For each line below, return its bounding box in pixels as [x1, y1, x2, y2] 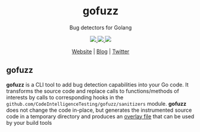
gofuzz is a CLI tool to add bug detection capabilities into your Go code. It [6, 81, 189, 88]
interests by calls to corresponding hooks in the [6, 94, 124, 101]
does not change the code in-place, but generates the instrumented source [6, 106, 192, 113]
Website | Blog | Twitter [71, 48, 130, 55]
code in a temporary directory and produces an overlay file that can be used [6, 112, 195, 120]
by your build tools [6, 119, 52, 126]
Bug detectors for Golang [69, 24, 132, 31]
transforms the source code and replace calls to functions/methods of [6, 87, 180, 94]
